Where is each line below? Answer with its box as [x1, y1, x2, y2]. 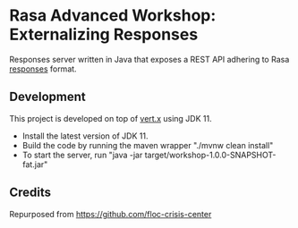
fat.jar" [21, 158, 48, 170]
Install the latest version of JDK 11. [21, 131, 149, 141]
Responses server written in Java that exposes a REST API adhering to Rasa [9, 54, 290, 64]
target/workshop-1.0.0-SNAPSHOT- [144, 149, 277, 160]
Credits [9, 185, 52, 200]
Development [9, 89, 87, 105]
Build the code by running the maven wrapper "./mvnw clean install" [21, 139, 274, 150]
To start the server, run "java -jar [21, 149, 143, 160]
